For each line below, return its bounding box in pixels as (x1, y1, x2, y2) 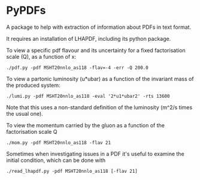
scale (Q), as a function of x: (6, 53, 77, 60)
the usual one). (6, 110, 43, 117)
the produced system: (6, 82, 61, 89)
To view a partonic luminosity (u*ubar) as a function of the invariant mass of (6, 75, 194, 82)
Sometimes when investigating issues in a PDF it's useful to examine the (6, 150, 184, 157)
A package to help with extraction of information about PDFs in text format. (6, 23, 192, 31)
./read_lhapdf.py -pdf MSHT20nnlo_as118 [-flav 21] (6, 168, 138, 174)
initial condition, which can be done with (6, 157, 106, 164)
